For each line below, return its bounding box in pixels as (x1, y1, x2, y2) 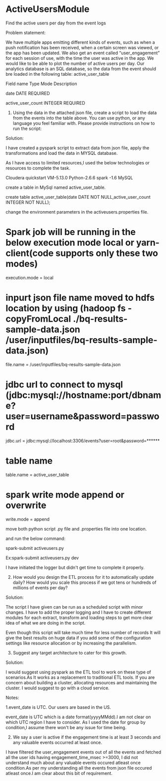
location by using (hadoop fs (5, 303, 126, 314)
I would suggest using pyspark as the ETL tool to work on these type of (5, 669, 152, 675)
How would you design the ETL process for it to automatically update (12, 574, 154, 580)
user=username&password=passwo (5, 411, 160, 422)
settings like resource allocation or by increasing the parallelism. (5, 640, 137, 646)
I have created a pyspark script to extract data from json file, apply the (5, 144, 150, 150)
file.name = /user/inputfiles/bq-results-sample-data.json (5, 361, 121, 367)
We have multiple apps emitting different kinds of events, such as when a (5, 39, 155, 45)
